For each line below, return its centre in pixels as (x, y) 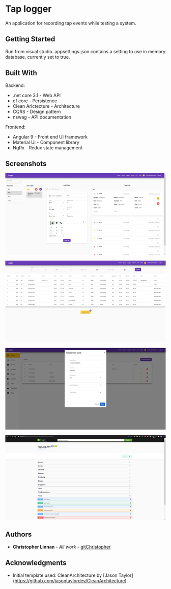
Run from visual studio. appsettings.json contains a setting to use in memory (85, 51)
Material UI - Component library (46, 142)
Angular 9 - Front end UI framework (50, 137)
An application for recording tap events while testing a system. (71, 23)
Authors (19, 535)
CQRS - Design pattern (37, 111)
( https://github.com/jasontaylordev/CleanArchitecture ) (69, 580)
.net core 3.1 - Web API (37, 95)
